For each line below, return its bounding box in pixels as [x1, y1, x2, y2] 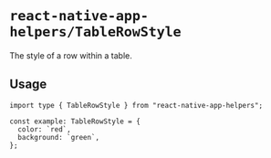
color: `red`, [17, 124, 71, 134]
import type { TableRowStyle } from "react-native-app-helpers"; [9, 100, 263, 110]
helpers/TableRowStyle [9, 24, 182, 41]
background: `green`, [17, 132, 100, 142]
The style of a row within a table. [9, 49, 132, 61]
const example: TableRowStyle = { [9, 117, 141, 126]
